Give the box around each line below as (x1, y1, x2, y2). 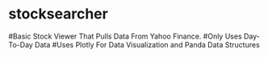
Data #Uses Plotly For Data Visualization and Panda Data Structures (35, 39, 260, 49)
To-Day (8, 39, 34, 49)
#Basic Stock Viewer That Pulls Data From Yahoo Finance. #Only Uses (8, 31, 242, 41)
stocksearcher (8, 5, 109, 23)
